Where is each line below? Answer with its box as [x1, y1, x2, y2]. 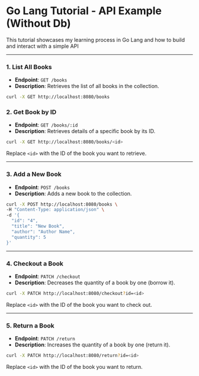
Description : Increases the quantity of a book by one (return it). [14, 341, 171, 348]
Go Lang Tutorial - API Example [6, 4, 162, 18]
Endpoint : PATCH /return [14, 335, 75, 342]
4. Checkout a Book [6, 259, 63, 267]
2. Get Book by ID [6, 108, 57, 116]
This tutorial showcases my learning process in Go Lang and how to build [6, 36, 185, 43]
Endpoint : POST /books [14, 183, 70, 190]
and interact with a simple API [6, 43, 79, 50]
